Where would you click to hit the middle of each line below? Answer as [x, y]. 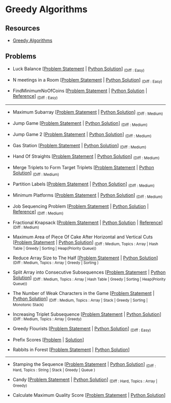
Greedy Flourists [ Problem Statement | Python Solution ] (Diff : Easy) [82, 329]
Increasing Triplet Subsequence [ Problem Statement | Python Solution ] [87, 314]
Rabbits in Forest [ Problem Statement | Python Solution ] [71, 350]
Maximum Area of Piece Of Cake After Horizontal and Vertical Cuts [83, 237]
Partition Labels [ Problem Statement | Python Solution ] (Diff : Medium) [84, 184]
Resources [23, 28]
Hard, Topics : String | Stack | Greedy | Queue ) [54, 370]
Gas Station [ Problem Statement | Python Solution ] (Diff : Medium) [79, 146]
